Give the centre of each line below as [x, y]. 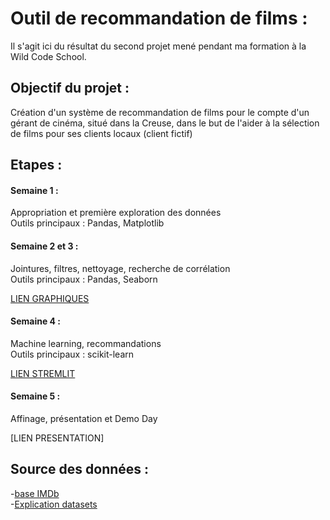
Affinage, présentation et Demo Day [84, 418]
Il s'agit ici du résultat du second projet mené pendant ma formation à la [158, 46]
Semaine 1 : [34, 190]
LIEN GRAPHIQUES [50, 298]
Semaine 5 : [35, 396]
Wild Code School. [48, 56]
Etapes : [36, 165]
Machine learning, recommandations [86, 343]
